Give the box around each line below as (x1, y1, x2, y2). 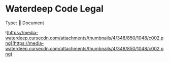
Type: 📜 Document (5, 20, 44, 26)
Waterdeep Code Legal (5, 3, 104, 15)
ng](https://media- (5, 40, 44, 46)
